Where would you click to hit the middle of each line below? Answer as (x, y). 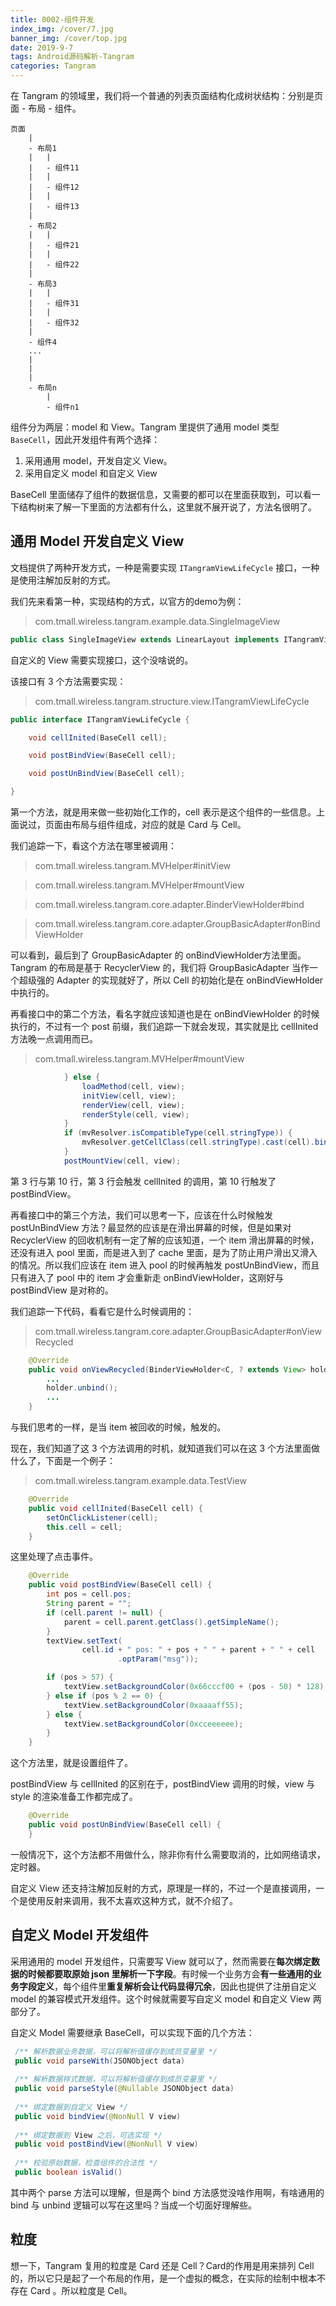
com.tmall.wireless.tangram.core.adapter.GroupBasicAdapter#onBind (177, 924)
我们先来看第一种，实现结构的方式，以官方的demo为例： (127, 601)
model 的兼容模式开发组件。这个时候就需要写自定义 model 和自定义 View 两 (166, 1998)
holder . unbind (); (82, 1388)
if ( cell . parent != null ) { (104, 1612)
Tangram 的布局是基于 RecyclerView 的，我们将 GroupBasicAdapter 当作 (160, 968)
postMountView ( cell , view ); (122, 1161)
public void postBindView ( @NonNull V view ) (106, 2144)
